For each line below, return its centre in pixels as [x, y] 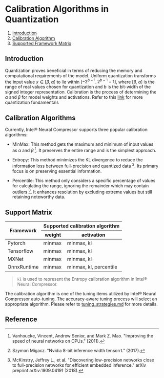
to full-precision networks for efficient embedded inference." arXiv [79, 365]
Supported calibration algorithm [81, 226]
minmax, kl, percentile [92, 267]
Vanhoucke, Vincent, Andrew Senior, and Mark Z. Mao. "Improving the [83, 335]
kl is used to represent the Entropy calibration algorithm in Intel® [82, 279]
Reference [21, 320]
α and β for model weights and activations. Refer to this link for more [74, 97]
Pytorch [17, 243]
